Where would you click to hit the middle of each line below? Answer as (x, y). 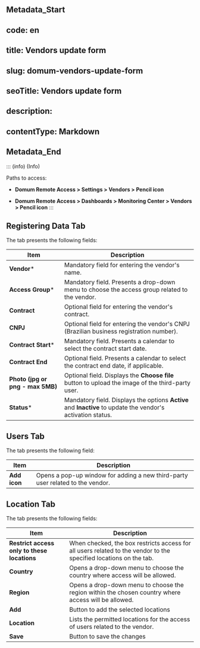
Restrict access (32, 543)
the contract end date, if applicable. (114, 366)
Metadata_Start (36, 10)
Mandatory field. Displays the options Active (127, 400)
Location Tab (31, 504)
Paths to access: (26, 178)
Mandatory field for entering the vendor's (122, 265)
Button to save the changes (107, 636)
